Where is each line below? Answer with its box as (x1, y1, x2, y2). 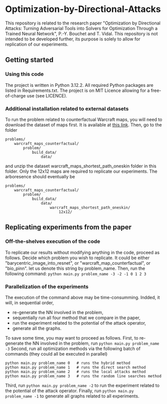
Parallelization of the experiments (5, 283, 89, 290)
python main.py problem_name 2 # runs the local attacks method (5, 369, 146, 374)
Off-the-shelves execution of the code (5, 238, 101, 245)
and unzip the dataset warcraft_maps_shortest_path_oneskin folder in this (5, 163, 157, 169)
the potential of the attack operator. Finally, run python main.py (5, 388, 134, 394)
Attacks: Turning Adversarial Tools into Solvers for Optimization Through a (5, 25, 158, 31)
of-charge (5, 92, 26, 98)
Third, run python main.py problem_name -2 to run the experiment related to (5, 382, 160, 388)
